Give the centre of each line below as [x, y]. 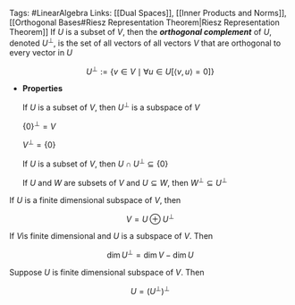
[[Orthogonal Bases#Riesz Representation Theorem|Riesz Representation [144, 22]
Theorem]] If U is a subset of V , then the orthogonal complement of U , [141, 32]
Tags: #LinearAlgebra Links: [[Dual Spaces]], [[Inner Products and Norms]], [148, 13]
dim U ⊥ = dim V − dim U [150, 254]
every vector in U [41, 52]
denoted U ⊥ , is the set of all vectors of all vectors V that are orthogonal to [145, 42]
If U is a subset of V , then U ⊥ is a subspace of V [111, 106]
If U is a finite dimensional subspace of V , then [95, 199]
